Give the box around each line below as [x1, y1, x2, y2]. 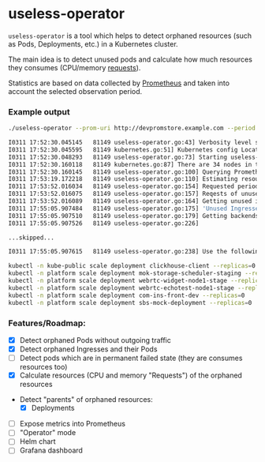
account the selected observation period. [8, 86, 143, 96]
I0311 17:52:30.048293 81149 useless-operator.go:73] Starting [8, 153, 227, 161]
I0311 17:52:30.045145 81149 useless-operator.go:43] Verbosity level [8, 139, 252, 147]
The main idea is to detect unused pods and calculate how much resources [8, 54, 252, 64]
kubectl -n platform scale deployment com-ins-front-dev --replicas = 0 [8, 291, 245, 299]
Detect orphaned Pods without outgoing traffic [19, 335, 171, 344]
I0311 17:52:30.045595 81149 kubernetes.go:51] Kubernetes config [8, 145, 238, 154]
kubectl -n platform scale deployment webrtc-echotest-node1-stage [8, 284, 235, 292]
